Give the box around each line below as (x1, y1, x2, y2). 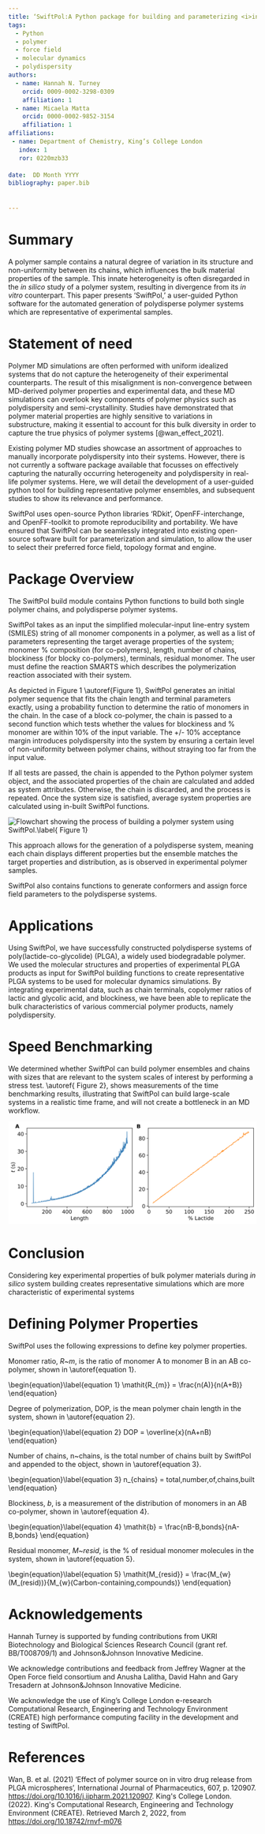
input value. (8, 752, 47, 762)
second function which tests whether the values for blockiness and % (8, 719, 235, 728)
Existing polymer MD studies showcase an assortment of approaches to (8, 443, 242, 453)
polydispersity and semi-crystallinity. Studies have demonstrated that (8, 402, 234, 412)
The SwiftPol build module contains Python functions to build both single (8, 596, 244, 605)
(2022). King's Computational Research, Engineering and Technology (8, 1799, 234, 1809)
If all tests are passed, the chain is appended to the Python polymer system (8, 768, 254, 777)
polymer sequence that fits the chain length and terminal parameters (8, 694, 231, 703)
